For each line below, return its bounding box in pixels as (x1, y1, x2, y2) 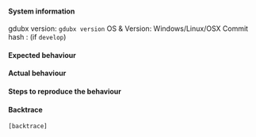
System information (8, 6, 75, 16)
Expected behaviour (8, 50, 77, 59)
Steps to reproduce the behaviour (8, 86, 121, 96)
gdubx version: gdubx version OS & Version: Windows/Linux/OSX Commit (8, 24, 248, 33)
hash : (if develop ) (8, 32, 67, 42)
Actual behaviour (8, 68, 67, 78)
